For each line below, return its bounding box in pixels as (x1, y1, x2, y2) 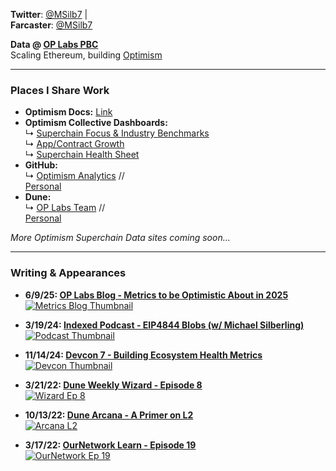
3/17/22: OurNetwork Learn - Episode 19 (24, 439, 197, 451)
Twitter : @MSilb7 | (10, 9, 88, 20)
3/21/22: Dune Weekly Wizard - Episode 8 (24, 379, 203, 391)
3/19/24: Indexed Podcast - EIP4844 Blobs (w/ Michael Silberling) (24, 319, 305, 331)
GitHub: (24, 159, 58, 171)
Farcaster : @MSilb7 (10, 19, 93, 31)
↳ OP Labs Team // (24, 202, 106, 214)
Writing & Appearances (10, 266, 127, 280)
